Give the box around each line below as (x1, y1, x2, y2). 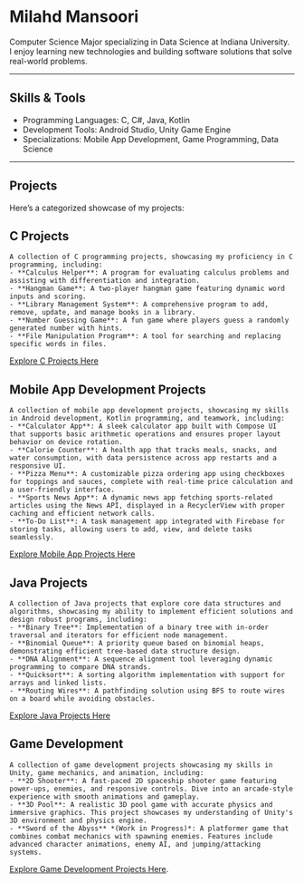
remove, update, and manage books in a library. (9, 308, 196, 317)
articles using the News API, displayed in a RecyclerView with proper (9, 501, 285, 510)
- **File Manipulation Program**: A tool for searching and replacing (9, 332, 281, 341)
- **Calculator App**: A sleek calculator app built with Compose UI (9, 422, 278, 432)
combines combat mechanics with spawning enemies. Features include (9, 831, 273, 840)
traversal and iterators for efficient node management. (9, 631, 229, 640)
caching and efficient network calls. (9, 509, 156, 519)
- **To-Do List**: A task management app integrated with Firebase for (9, 517, 285, 527)
